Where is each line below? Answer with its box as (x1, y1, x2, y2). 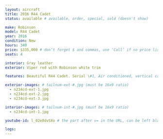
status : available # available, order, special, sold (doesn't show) (5, 16, 149, 21)
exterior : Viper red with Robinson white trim (5, 65, 101, 70)
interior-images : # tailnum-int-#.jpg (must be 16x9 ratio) (5, 105, 130, 109)
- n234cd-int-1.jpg (9, 109, 49, 114)
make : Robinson (5, 25, 36, 30)
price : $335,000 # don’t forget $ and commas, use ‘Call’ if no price (5, 47, 151, 52)
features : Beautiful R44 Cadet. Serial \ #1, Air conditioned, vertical (5, 74, 153, 79)
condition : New (5, 38, 36, 44)
